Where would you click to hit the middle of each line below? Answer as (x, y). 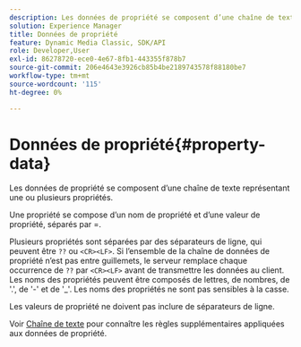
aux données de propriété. (58, 334)
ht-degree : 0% (36, 92)
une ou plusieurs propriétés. (61, 198)
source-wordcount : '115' (56, 84)
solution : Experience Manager (66, 26)
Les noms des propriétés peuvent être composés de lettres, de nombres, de (150, 280)
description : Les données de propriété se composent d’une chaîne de (142, 17)
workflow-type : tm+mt (50, 76)
